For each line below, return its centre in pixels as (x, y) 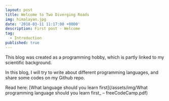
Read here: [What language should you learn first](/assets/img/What (76, 87)
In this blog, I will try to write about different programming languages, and (82, 72)
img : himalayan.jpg (26, 19)
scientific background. (29, 62)
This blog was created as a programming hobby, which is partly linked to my (85, 57)
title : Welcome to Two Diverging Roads (47, 15)
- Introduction (26, 38)
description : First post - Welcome (43, 29)
